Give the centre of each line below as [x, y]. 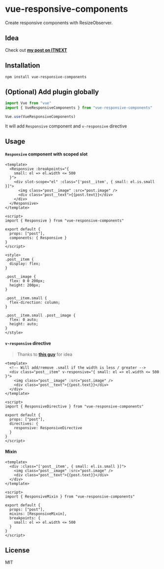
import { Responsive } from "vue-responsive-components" [65, 221]
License [17, 551]
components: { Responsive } [38, 238]
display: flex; [25, 264]
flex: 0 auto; [24, 319]
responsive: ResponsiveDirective [48, 428]
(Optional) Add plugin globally [52, 92]
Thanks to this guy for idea [45, 354]
